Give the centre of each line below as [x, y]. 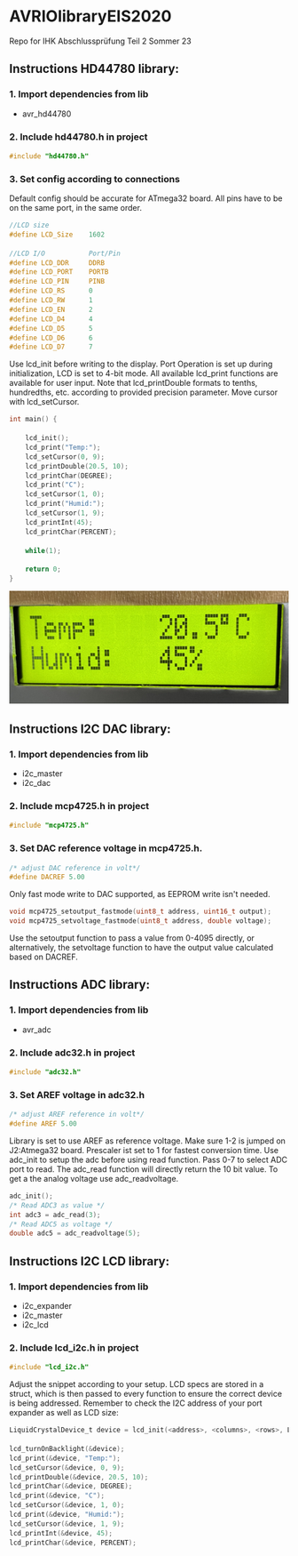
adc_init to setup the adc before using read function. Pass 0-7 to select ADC [149, 1159]
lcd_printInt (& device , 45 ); [61, 1533]
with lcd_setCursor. [44, 402]
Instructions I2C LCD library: [90, 1261]
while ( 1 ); [43, 550]
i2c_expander [47, 1305]
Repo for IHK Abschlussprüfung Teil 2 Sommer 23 [101, 41]
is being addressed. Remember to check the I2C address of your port [136, 1403]
